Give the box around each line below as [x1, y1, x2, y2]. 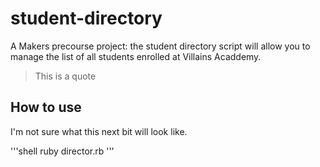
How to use [10, 99, 82, 116]
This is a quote [34, 70, 97, 82]
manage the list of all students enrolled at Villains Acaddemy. [10, 50, 262, 62]
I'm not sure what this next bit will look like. [10, 125, 188, 137]
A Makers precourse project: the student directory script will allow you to [10, 40, 311, 52]
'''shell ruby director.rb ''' [10, 145, 115, 157]
